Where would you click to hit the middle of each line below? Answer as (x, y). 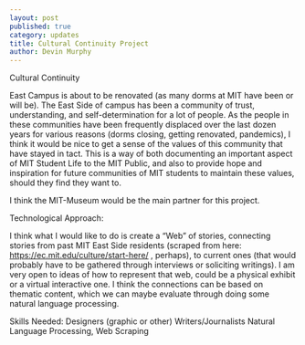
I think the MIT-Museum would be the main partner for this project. (135, 201)
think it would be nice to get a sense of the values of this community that (146, 144)
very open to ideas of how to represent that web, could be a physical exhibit (152, 275)
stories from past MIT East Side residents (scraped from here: (126, 246)
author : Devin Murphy (51, 52)
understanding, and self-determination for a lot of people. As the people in (149, 115)
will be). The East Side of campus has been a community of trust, (132, 105)
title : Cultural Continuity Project (79, 43)
